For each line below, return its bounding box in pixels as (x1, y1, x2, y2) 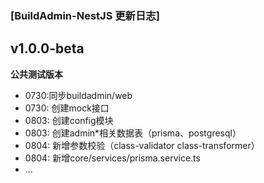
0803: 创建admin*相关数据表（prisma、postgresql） (24, 127, 242, 139)
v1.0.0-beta (10, 40, 85, 57)
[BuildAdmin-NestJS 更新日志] (10, 8, 160, 22)
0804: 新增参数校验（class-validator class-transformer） (24, 139, 260, 151)
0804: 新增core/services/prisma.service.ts (24, 152, 201, 164)
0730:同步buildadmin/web (24, 89, 133, 101)
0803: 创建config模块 (24, 114, 114, 126)
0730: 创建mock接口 (24, 102, 110, 114)
